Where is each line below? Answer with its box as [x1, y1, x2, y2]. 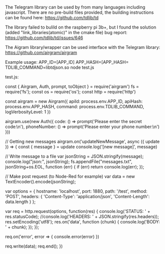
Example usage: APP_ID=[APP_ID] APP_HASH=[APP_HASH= [5, 59, 129, 65]
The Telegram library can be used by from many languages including [5, 4, 146, 10]
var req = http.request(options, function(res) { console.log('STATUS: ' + [5, 209, 151, 214]
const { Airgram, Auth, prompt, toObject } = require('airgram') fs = [5, 84, 139, 89]
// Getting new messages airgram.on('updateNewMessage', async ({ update [5, 138, 160, 144]
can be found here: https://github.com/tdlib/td [5, 15, 99, 20]
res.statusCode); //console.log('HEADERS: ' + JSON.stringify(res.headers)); [5, 213, 159, 219]
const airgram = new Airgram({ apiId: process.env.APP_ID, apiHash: [5, 98, 143, 104]
